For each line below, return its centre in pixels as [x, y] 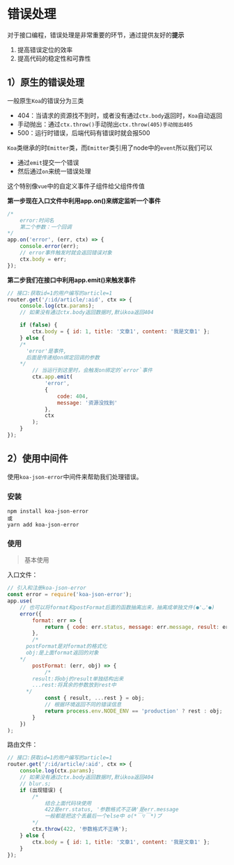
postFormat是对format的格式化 [66, 646]
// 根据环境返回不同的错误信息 [83, 705]
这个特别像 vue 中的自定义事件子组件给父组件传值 [76, 186]
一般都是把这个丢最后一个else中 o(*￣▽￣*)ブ [103, 816]
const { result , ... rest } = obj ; [94, 698]
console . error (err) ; [49, 247]
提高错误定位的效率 [45, 49]
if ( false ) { [39, 325]
